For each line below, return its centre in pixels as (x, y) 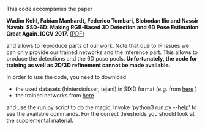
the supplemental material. (40, 120)
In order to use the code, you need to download (66, 77)
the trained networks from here (54, 95)
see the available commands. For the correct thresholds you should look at (100, 114)
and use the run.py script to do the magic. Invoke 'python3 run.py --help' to (102, 107)
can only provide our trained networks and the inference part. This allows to (102, 52)
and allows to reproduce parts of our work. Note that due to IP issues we (98, 46)
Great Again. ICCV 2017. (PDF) (45, 34)
